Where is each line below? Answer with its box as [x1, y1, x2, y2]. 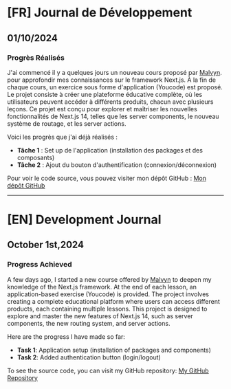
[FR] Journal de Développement [7, 5, 192, 21]
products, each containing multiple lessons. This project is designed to [7, 304, 208, 313]
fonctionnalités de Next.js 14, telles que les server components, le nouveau [7, 112, 219, 120]
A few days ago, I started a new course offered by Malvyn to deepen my [7, 275, 212, 283]
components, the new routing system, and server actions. [7, 319, 170, 327]
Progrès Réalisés [7, 53, 65, 63]
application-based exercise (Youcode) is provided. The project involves [7, 290, 210, 298]
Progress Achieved [7, 260, 72, 269]
